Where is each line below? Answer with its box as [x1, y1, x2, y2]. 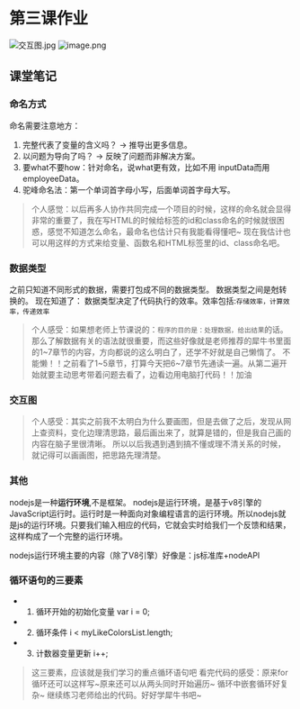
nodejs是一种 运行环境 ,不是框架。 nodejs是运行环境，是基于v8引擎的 [9, 496, 262, 507]
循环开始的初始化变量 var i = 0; [35, 605, 150, 617]
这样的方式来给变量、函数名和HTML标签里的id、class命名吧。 [55, 237, 285, 248]
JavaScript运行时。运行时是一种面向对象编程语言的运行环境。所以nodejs [9, 508, 278, 519]
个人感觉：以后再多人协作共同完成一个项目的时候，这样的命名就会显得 [31, 204, 292, 214]
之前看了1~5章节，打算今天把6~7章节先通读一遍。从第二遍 [62, 358, 280, 368]
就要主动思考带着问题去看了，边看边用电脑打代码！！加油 [39, 368, 252, 379]
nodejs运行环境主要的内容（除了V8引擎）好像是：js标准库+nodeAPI [9, 550, 260, 560]
